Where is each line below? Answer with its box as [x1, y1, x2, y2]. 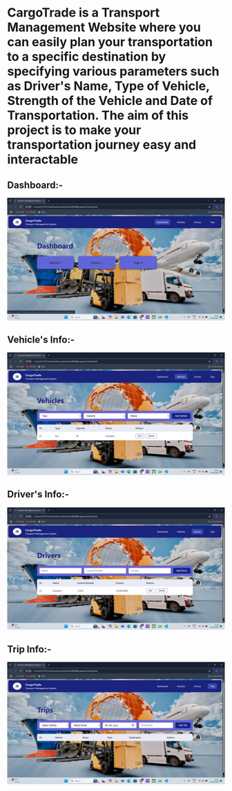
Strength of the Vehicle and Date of [7, 93, 213, 108]
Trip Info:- [7, 643, 52, 655]
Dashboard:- [7, 179, 64, 191]
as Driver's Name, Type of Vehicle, [7, 78, 210, 94]
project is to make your [7, 122, 142, 138]
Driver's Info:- [7, 488, 70, 500]
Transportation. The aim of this [7, 108, 188, 124]
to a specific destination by [7, 49, 166, 65]
